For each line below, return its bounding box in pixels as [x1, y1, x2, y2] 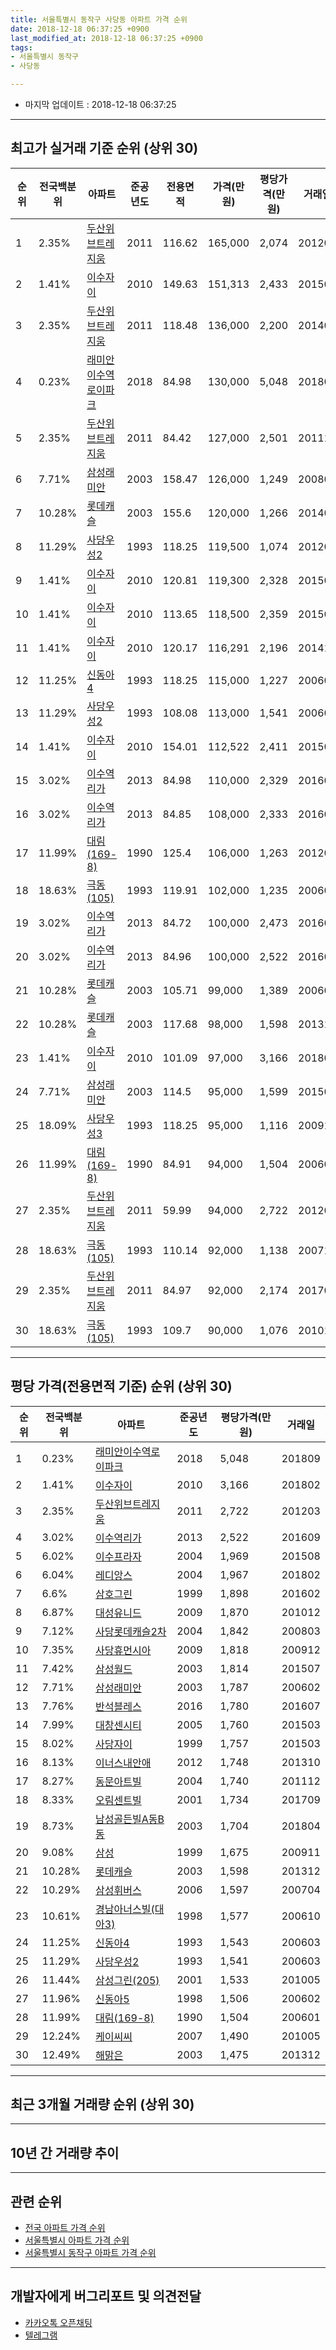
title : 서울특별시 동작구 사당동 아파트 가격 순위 [10, 14, 188, 25]
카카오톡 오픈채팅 [24, 2316, 93, 2328]
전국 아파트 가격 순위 [24, 2222, 106, 2234]
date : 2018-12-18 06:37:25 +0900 [10, 24, 150, 34]
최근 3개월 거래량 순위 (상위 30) [10, 2096, 195, 2113]
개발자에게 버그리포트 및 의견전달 [10, 2288, 202, 2305]
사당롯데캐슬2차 [95, 1624, 167, 1638]
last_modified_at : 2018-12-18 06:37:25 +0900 [10, 33, 203, 43]
